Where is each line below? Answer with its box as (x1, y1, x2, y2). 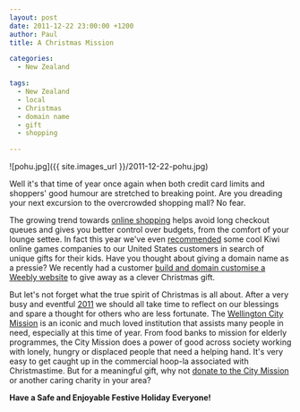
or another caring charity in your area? (9, 375, 151, 386)
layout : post (9, 13, 58, 22)
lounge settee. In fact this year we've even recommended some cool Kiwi (9, 234, 280, 245)
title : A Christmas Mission (9, 38, 115, 47)
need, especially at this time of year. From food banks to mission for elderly (9, 328, 287, 339)
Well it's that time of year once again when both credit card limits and (9, 178, 266, 189)
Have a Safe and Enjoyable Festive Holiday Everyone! (9, 392, 212, 403)
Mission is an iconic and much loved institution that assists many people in (9, 318, 284, 329)
